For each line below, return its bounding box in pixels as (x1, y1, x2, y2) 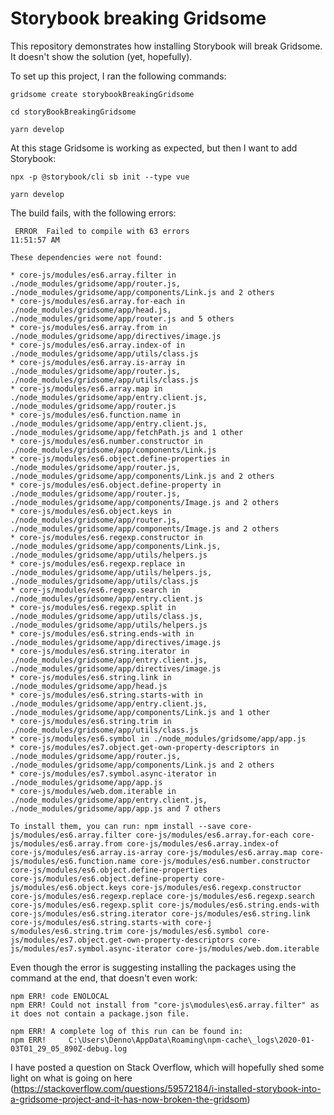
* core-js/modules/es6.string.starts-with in (10, 690, 203, 700)
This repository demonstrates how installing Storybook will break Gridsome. (10, 40, 323, 52)
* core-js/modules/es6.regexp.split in (10, 602, 177, 612)
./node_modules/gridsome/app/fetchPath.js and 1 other (10, 427, 244, 437)
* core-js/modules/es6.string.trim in (10, 716, 172, 726)
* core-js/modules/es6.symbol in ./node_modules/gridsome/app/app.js (10, 733, 307, 744)
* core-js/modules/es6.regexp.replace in (10, 558, 186, 569)
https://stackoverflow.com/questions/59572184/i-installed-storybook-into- (13, 1082, 322, 1094)
